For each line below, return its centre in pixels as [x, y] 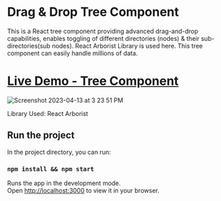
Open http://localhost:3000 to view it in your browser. [84, 190]
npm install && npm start [51, 169]
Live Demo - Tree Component [93, 81]
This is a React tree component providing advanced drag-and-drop [103, 31]
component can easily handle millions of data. [73, 53]
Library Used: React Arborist [48, 113]
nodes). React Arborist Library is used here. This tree [127, 46]
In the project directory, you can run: [59, 152]
